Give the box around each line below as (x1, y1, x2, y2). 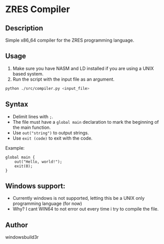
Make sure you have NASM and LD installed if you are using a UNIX (12, 65, 154, 72)
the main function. (12, 124, 51, 130)
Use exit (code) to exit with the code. (12, 135, 93, 141)
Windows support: (5, 182, 65, 190)
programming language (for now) (12, 200, 82, 206)
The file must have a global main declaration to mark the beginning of (12, 119, 159, 125)
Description (5, 24, 43, 32)
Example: (5, 145, 25, 151)
